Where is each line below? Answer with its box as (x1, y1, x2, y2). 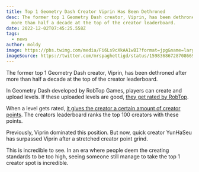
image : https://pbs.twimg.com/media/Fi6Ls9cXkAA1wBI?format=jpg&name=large (6, 47, 197, 53)
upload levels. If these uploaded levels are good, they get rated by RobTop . (6, 93, 189, 100)
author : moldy (6, 42, 41, 48)
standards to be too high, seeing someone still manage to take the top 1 (6, 152, 181, 160)
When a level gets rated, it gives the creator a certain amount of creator (6, 104, 181, 112)
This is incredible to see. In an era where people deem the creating (6, 146, 169, 154)
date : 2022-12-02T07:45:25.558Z (6, 25, 86, 31)
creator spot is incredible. (6, 159, 69, 166)
